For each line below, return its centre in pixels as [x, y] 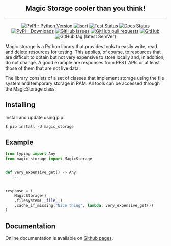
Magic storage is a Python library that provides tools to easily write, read [81, 46]
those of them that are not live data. [43, 68]
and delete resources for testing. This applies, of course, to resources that [83, 52]
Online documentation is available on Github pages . [59, 238]
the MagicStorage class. [31, 88]
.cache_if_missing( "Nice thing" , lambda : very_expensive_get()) [84, 205]
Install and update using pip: [35, 117]
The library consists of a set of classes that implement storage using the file [85, 78]
